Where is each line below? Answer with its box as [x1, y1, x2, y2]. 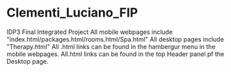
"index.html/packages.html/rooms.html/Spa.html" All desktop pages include [6, 35, 224, 43]
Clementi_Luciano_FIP [6, 5, 138, 21]
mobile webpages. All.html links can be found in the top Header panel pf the [6, 50, 225, 58]
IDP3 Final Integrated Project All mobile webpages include [6, 28, 173, 36]
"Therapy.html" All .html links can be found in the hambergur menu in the [6, 42, 216, 51]
